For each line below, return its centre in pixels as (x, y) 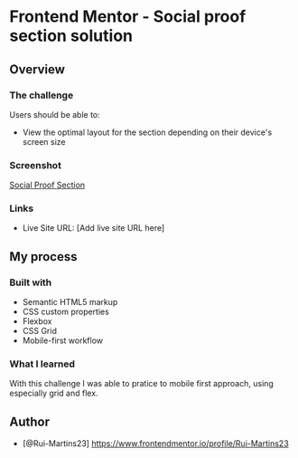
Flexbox (37, 321)
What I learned (42, 364)
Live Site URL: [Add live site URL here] (93, 228)
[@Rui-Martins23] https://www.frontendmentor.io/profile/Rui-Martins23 (155, 444)
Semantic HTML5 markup (70, 302)
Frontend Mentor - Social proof (128, 17)
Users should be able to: (55, 114)
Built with (31, 282)
